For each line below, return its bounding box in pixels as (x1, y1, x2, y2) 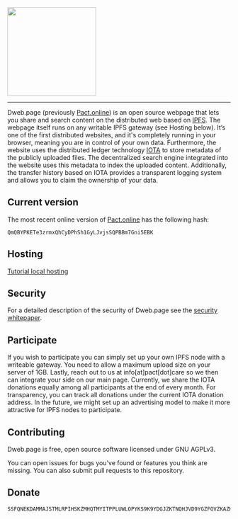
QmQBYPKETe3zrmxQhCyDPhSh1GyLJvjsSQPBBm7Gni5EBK (7, 229, 154, 236)
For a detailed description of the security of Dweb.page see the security (7, 306, 218, 314)
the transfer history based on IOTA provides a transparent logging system (7, 169, 222, 176)
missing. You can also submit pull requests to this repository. (7, 467, 185, 475)
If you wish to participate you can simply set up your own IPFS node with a (7, 353, 225, 362)
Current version (7, 196, 79, 208)
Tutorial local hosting (7, 267, 69, 275)
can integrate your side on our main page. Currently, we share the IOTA (7, 375, 215, 384)
